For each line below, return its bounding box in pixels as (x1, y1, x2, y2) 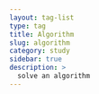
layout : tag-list (9, 13, 75, 22)
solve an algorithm (17, 72, 91, 81)
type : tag (9, 21, 47, 30)
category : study (9, 47, 70, 56)
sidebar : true (9, 55, 63, 64)
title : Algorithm (9, 30, 75, 38)
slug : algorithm (9, 38, 70, 47)
